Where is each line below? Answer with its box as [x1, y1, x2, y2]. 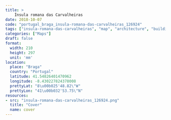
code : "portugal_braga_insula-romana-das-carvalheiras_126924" [5, 21, 142, 27]
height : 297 [10, 50, 36, 55]
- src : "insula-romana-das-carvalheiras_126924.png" [5, 98, 120, 103]
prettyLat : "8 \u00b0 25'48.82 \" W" [10, 83, 81, 88]
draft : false [5, 36, 33, 41]
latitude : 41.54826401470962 [10, 74, 72, 79]
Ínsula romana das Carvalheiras [14, 12, 83, 17]
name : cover [10, 107, 36, 112]
